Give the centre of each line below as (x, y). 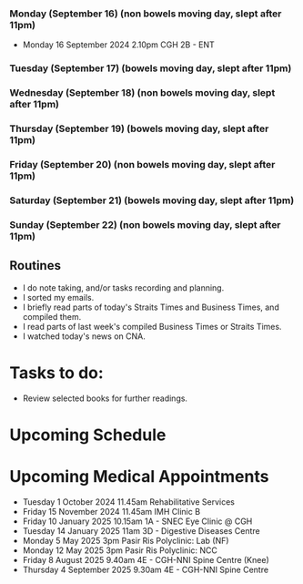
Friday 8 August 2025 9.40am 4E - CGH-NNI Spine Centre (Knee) (146, 559)
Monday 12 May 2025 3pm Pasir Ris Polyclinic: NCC (120, 550)
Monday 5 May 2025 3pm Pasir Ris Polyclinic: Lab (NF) (126, 540)
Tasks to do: (57, 373)
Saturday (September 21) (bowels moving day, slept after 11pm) (152, 200)
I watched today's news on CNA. (84, 336)
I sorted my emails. (58, 297)
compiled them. (52, 316)
